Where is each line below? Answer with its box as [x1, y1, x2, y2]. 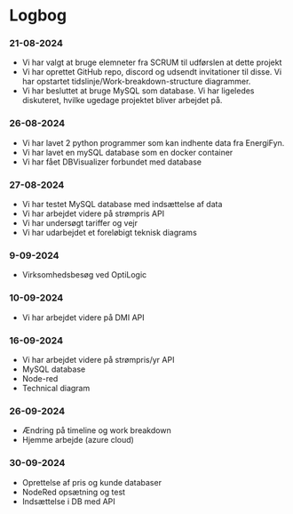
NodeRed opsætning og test [21, 486, 126, 497]
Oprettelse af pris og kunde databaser [21, 477, 162, 487]
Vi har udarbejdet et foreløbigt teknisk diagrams [21, 228, 197, 238]
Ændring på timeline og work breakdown [21, 425, 171, 436]
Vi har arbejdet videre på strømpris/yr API [21, 354, 175, 365]
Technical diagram [21, 382, 91, 393]
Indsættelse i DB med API [21, 495, 115, 507]
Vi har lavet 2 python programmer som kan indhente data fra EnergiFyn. [21, 137, 285, 148]
